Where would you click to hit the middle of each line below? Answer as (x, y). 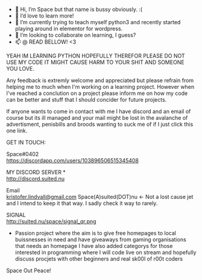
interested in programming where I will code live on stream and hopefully (106, 252)
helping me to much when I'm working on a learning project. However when (100, 87)
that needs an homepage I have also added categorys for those (94, 246)
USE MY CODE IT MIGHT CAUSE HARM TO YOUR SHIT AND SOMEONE (96, 62)
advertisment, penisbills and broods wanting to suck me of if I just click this (100, 124)
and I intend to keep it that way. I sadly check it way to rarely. (82, 203)
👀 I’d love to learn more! (44, 16)
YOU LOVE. (20, 69)
